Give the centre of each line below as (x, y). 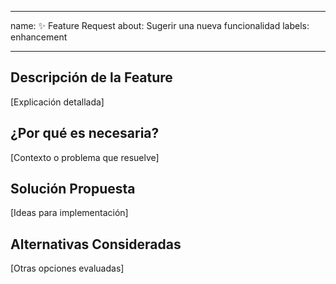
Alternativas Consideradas (96, 244)
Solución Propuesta (73, 189)
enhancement (39, 37)
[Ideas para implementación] (69, 213)
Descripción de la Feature (91, 77)
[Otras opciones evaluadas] (67, 268)
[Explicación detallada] (57, 102)
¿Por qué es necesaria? (85, 133)
